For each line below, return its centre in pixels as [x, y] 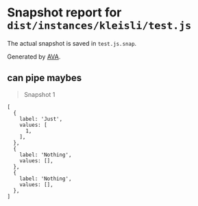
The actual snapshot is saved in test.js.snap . [72, 43]
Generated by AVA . [34, 57]
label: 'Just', [41, 119]
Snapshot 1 [39, 94]
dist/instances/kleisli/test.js [99, 26]
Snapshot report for [64, 13]
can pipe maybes [45, 78]
